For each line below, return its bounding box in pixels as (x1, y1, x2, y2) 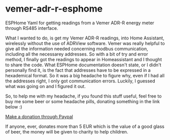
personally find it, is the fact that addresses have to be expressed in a (5, 67, 151, 73)
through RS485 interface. (5, 25, 58, 31)
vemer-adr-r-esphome (5, 3, 103, 15)
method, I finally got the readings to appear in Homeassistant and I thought (5, 56, 162, 62)
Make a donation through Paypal (5, 113, 74, 119)
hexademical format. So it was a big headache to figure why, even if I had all (5, 72, 165, 78)
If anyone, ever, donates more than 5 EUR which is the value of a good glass (5, 123, 165, 129)
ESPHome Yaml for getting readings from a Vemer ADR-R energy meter (5, 20, 155, 26)
